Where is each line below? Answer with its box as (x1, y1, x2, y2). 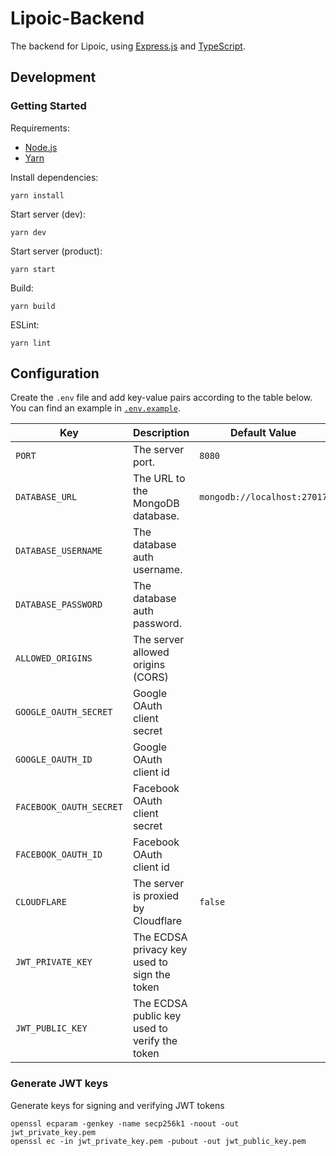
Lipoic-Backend (10, 7, 145, 30)
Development (10, 69, 97, 86)
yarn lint (10, 338, 52, 348)
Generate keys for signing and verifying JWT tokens (10, 1099, 225, 1111)
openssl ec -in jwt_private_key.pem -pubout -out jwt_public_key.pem (10, 1136, 307, 1146)
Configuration (10, 365, 100, 382)
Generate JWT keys (10, 1077, 109, 1091)
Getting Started (10, 99, 87, 113)
